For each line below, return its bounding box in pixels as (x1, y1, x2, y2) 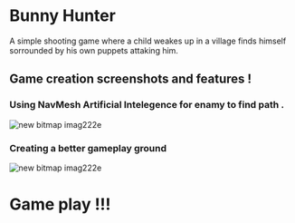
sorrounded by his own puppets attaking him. (9, 44, 179, 55)
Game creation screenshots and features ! (9, 72, 252, 87)
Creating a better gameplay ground (9, 141, 167, 154)
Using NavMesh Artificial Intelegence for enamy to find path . (9, 99, 285, 111)
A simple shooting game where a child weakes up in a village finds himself (9, 35, 287, 46)
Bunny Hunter (9, 5, 116, 26)
